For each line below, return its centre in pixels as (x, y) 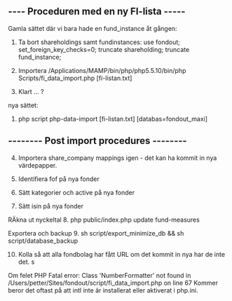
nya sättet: (23, 105)
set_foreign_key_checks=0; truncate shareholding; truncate (104, 49)
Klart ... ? (31, 91)
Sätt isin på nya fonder (50, 206)
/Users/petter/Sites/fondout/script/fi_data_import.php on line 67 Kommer (113, 283)
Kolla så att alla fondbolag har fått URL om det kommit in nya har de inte (122, 254)
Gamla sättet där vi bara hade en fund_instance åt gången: (93, 28)
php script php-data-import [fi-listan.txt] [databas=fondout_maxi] (113, 119)
